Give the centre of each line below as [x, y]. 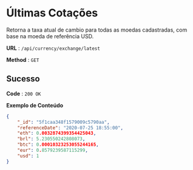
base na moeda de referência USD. [50, 36]
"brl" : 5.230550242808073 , [51, 139]
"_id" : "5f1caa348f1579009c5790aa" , [64, 122]
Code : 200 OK [24, 93]
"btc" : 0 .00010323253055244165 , [58, 145]
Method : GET [23, 59]
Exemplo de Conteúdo [35, 105]
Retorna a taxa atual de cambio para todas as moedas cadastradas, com [97, 30]
